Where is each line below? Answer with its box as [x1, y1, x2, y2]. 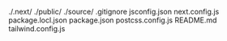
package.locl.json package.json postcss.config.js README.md [8, 15, 217, 25]
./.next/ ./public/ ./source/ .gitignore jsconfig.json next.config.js [8, 7, 220, 16]
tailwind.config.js [8, 24, 66, 33]
